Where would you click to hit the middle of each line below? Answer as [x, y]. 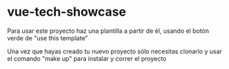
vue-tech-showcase [67, 12]
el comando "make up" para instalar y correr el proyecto [87, 58]
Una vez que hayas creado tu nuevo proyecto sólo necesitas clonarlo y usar [115, 51]
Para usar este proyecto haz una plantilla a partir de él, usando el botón [108, 31]
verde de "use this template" [47, 38]
